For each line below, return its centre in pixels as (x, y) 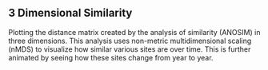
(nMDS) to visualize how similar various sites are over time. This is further (130, 49)
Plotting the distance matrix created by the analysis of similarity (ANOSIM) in (134, 32)
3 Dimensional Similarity (70, 13)
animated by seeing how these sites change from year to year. (111, 57)
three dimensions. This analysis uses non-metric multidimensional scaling (130, 41)
